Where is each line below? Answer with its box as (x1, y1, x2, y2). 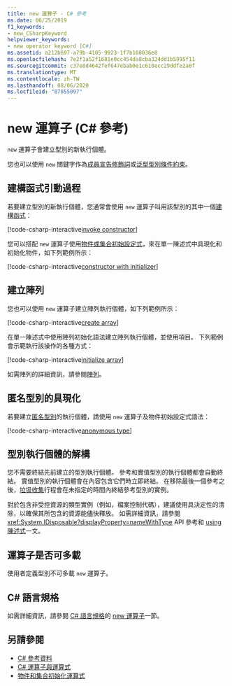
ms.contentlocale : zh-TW (7, 75, 80, 83)
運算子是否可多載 (7, 549, 81, 561)
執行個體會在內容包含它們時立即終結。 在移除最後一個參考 (51, 477, 219, 485)
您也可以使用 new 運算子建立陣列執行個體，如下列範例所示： (7, 304, 180, 312)
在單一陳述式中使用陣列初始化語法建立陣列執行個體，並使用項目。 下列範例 (7, 332, 224, 341)
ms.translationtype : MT (7, 69, 77, 76)
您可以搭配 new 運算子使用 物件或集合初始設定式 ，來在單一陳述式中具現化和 (7, 239, 222, 248)
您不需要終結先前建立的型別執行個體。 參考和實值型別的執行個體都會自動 (7, 468, 217, 477)
